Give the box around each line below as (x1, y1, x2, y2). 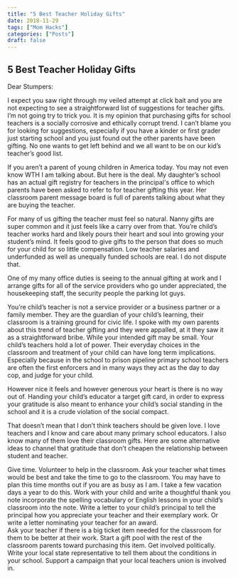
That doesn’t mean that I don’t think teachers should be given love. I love (7, 421, 220, 430)
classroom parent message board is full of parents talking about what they (7, 193, 225, 202)
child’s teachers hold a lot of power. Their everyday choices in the (7, 340, 200, 349)
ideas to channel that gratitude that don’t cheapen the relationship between (7, 443, 228, 453)
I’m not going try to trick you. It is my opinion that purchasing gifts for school (7, 111, 231, 120)
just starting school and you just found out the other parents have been (7, 133, 215, 143)
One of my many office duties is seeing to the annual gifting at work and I (7, 274, 222, 282)
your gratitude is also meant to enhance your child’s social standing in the (7, 400, 223, 408)
